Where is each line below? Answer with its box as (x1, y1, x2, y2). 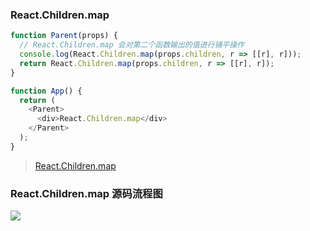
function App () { (10, 86, 83, 96)
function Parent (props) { (10, 31, 118, 41)
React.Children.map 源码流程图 (10, 186, 163, 200)
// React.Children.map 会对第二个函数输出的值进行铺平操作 (19, 40, 245, 50)
